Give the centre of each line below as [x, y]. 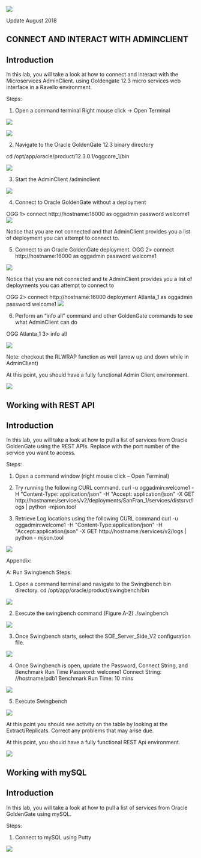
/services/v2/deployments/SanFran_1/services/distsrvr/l [125, 501]
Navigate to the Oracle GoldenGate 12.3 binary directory [84, 145]
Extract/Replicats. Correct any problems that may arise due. [80, 730]
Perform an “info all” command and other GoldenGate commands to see [104, 316]
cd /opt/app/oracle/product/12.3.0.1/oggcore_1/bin [68, 156]
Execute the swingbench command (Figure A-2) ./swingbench [92, 613]
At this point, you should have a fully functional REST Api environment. [93, 742]
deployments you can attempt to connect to [60, 285]
